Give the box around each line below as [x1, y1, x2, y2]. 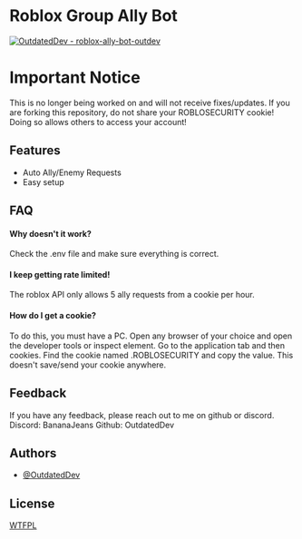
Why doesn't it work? [9, 228, 93, 239]
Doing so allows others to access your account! [9, 116, 188, 127]
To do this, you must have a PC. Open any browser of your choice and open [9, 330, 293, 341]
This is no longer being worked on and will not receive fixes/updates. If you [9, 97, 290, 108]
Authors [9, 446, 57, 461]
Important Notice [9, 67, 141, 88]
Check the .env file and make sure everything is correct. [9, 249, 219, 260]
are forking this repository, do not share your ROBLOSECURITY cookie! [9, 106, 275, 118]
